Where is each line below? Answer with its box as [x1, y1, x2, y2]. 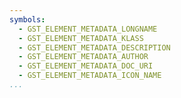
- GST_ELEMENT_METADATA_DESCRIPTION [18, 42, 171, 53]
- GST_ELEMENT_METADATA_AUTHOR [18, 52, 149, 62]
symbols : [9, 14, 46, 25]
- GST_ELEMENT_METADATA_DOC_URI [18, 61, 154, 71]
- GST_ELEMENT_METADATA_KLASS [18, 33, 144, 43]
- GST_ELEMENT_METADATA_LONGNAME [18, 24, 158, 34]
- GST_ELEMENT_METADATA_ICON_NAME [18, 71, 162, 81]
